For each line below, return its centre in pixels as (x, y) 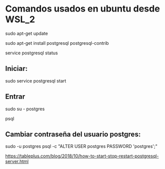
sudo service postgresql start (36, 80)
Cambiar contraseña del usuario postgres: (73, 134)
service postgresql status (32, 53)
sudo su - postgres (25, 109)
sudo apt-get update (26, 33)
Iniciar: (16, 69)
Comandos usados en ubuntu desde (83, 9)
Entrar (15, 97)
